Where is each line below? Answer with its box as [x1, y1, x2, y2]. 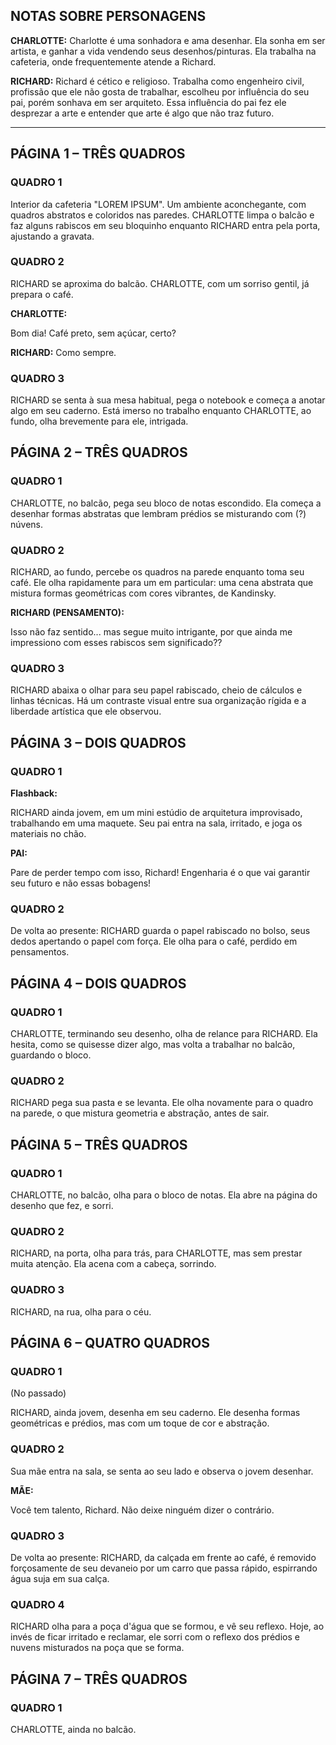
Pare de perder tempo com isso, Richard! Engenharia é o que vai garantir [10, 867, 311, 879]
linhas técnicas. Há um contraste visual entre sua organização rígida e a [10, 695, 307, 707]
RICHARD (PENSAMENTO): [10, 607, 125, 619]
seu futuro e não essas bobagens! [10, 877, 152, 889]
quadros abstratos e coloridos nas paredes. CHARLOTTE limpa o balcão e [10, 209, 315, 221]
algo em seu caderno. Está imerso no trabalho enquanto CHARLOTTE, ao [10, 405, 312, 417]
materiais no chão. [10, 828, 87, 840]
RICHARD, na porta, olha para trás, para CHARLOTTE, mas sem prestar [10, 1247, 303, 1259]
